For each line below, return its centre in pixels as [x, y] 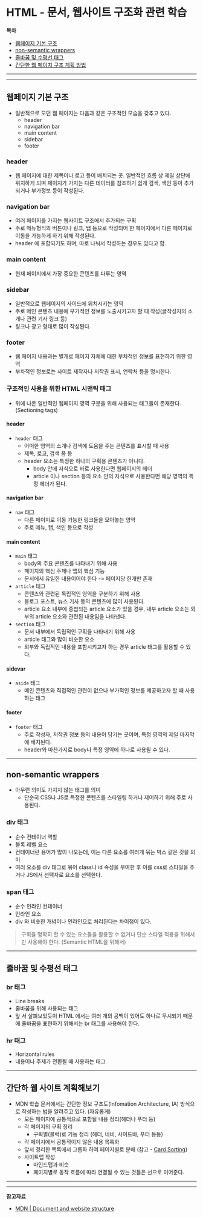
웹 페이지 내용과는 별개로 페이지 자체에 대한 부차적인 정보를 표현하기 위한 [100, 356]
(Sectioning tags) [37, 410]
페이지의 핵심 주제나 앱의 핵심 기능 [64, 571]
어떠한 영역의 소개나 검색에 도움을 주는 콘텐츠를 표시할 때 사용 [96, 445]
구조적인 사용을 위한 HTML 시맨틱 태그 [59, 389]
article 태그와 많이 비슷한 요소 [59, 639]
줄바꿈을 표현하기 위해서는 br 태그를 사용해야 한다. [81, 1023]
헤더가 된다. [53, 484]
